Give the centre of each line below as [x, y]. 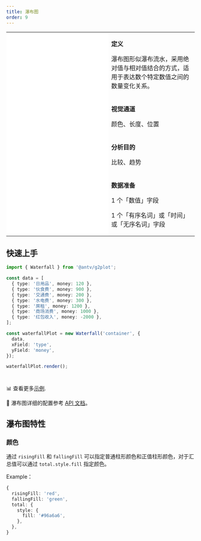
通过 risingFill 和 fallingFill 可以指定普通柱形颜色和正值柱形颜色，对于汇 [100, 456]
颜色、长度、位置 [135, 124]
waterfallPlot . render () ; [37, 367]
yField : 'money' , [33, 350]
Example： [19, 477]
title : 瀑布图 [22, 12]
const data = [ [25, 278]
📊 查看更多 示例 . [26, 388]
